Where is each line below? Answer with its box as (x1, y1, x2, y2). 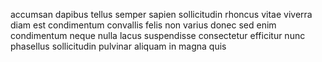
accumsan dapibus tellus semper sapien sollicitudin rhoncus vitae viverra (10, 9, 313, 20)
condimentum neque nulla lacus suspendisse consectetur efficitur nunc (10, 30, 306, 41)
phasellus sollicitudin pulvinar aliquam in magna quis (10, 40, 227, 52)
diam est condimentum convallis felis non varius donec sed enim (10, 19, 277, 31)
